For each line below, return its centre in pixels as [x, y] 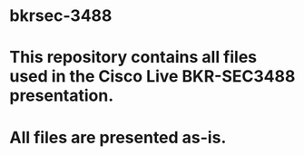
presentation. [62, 96]
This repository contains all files [133, 58]
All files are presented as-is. [118, 137]
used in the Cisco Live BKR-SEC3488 [152, 77]
